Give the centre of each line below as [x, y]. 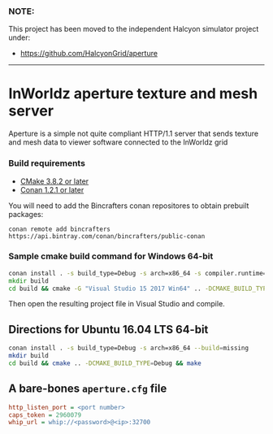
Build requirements [47, 163]
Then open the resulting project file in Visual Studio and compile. [117, 304]
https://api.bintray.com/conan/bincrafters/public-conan [107, 236]
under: [19, 37]
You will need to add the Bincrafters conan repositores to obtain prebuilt [129, 206]
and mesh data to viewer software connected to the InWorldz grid [118, 142]
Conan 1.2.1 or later [52, 189]
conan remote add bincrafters [60, 229]
